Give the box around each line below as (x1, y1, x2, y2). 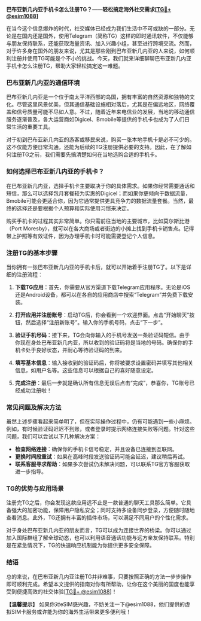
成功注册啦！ (20, 386, 52, 394)
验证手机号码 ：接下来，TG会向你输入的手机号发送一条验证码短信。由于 (14, 331, 190, 339)
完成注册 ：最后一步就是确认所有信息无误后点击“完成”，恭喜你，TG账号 (14, 379, 190, 386)
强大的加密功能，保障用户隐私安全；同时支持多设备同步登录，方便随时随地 (11, 507, 195, 514)
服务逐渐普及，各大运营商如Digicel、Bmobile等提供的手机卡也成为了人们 (6, 116, 185, 123)
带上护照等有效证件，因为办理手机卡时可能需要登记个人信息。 (6, 232, 159, 239)
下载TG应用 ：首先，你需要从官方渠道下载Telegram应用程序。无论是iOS (14, 284, 190, 291)
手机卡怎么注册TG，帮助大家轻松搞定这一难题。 (6, 62, 124, 69)
